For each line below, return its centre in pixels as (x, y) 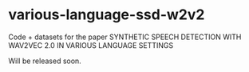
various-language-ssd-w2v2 (107, 15)
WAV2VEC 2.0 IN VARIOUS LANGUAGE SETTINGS (91, 45)
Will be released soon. (45, 61)
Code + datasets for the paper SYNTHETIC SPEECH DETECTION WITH (125, 37)
